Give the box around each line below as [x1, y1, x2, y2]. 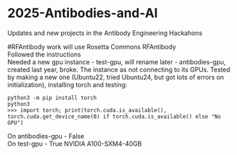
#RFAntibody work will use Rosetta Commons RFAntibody [7, 42, 177, 51]
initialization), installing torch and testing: [7, 80, 128, 89]
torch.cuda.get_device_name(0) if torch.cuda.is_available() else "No [7, 113, 221, 120]
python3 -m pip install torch [7, 94, 98, 101]
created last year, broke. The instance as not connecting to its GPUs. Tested [7, 65, 231, 74]
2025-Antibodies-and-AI [7, 5, 158, 21]
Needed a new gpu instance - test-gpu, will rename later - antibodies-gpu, [7, 57, 226, 66]
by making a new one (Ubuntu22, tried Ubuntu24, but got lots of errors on [7, 73, 224, 81]
